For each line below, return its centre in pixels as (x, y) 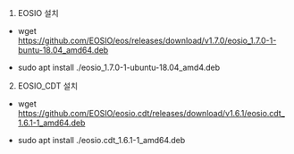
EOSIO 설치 (38, 13)
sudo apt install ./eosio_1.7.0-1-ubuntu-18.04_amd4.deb (119, 67)
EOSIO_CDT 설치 (48, 86)
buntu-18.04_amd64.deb (63, 50)
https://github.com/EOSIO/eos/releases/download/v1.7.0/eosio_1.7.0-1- (147, 40)
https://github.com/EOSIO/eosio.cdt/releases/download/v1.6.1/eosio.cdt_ (151, 113)
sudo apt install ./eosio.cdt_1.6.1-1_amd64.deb (101, 140)
